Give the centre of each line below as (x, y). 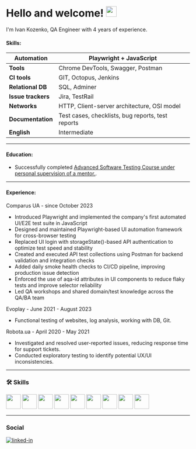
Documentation (31, 119)
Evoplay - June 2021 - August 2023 (49, 309)
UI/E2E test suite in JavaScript (51, 223)
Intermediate (76, 133)
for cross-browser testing (45, 235)
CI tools (20, 78)
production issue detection (47, 272)
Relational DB (28, 87)
